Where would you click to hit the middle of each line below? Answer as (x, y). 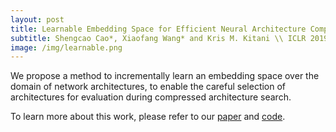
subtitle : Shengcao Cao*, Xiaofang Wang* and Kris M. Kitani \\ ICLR (158, 38)
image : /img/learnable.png (66, 47)
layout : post (37, 19)
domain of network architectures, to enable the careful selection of (148, 87)
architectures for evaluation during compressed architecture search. (151, 97)
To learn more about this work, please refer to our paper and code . (148, 117)
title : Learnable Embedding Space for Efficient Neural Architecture (158, 29)
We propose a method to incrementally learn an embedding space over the (165, 76)
